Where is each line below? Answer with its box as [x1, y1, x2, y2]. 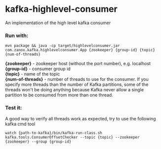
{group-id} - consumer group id [5, 66, 70, 72]
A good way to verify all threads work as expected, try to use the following [5, 115, 156, 121]
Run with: [5, 32, 29, 39]
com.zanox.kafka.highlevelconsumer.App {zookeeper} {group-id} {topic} [5, 48, 155, 53]
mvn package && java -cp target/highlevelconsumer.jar [5, 43, 120, 48]
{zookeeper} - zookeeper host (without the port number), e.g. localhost [5, 61, 151, 67]
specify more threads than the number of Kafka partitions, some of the [5, 81, 149, 87]
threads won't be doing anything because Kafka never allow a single [5, 87, 144, 93]
